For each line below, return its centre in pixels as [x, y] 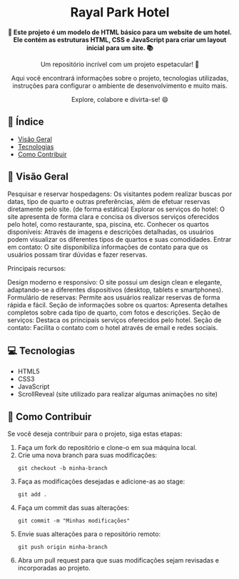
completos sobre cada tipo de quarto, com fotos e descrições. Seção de [114, 312]
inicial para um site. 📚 [120, 48]
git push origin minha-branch [63, 547]
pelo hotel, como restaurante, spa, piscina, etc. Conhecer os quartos [108, 224]
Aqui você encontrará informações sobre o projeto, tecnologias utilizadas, [120, 78]
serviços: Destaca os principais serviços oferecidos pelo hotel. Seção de [115, 320]
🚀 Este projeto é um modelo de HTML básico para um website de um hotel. [120, 32]
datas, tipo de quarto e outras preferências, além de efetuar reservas [109, 201]
